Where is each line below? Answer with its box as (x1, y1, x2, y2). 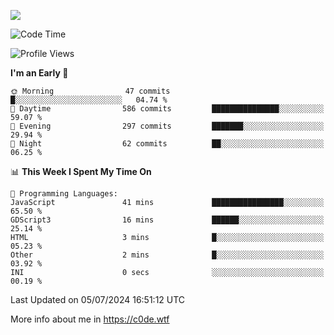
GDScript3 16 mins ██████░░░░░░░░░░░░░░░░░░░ (10, 215, 325, 225)
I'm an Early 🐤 (10, 67, 69, 79)
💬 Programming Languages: (10, 189, 118, 199)
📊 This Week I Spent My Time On (10, 166, 152, 177)
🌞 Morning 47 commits (10, 86, 171, 96)
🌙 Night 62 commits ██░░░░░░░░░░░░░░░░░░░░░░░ (10, 139, 325, 149)
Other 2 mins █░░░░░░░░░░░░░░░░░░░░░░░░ (10, 250, 325, 260)
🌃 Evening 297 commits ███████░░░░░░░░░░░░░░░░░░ (10, 121, 325, 131)
